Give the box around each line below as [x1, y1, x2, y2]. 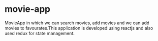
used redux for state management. [4, 30, 75, 36]
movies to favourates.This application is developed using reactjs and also [4, 25, 154, 31]
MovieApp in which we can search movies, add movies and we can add [4, 20, 150, 26]
